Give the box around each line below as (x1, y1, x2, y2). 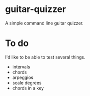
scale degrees (12, 79, 42, 85)
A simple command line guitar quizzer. (5, 20, 84, 26)
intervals (12, 63, 30, 69)
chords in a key (12, 85, 44, 91)
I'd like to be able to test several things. (5, 54, 86, 60)
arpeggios (12, 74, 34, 80)
